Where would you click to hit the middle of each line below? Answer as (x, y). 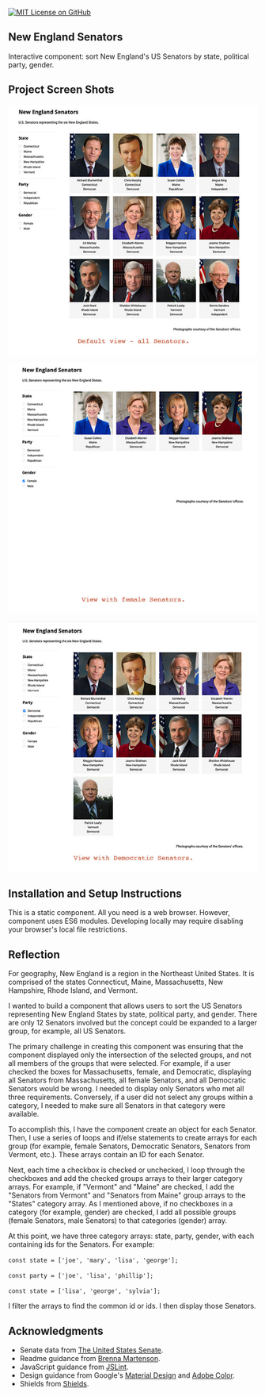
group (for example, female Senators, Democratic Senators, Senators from (129, 1146)
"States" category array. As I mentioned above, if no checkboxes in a (121, 1204)
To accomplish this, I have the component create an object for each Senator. (132, 1129)
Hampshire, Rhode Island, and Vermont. (73, 990)
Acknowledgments (56, 1331)
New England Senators (66, 37)
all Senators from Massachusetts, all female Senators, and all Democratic (127, 1080)
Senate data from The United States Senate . (91, 1350)
